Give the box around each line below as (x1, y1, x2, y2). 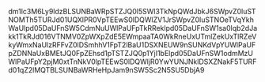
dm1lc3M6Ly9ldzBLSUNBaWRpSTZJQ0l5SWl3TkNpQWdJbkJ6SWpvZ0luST (8, 7, 256, 16)
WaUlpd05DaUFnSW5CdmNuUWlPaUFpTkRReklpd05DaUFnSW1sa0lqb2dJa (8, 24, 258, 32)
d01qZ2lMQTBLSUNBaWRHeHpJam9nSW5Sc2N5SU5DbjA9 (8, 65, 205, 74)
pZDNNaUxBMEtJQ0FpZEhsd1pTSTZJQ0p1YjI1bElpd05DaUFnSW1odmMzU (8, 49, 254, 58)
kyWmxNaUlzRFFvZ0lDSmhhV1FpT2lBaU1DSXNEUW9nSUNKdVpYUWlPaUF (8, 40, 256, 50)
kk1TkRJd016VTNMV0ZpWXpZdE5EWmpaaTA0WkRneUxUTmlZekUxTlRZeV (8, 32, 257, 41)
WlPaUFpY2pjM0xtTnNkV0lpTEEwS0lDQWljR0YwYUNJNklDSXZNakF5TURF (8, 57, 257, 66)
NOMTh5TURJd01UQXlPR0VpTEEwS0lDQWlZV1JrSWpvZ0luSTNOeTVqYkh (8, 15, 255, 24)
